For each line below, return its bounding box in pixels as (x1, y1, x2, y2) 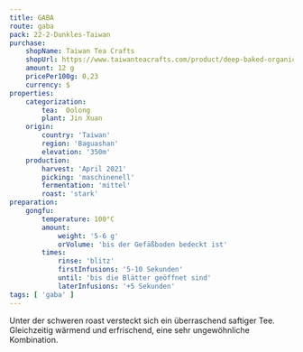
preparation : (9, 198, 59, 208)
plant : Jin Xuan (41, 114, 103, 123)
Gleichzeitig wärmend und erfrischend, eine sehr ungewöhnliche (9, 324, 250, 335)
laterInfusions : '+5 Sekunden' (57, 282, 176, 291)
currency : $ (25, 80, 70, 89)
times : (41, 248, 67, 257)
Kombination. (9, 334, 59, 345)
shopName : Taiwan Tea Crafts (25, 47, 135, 56)
